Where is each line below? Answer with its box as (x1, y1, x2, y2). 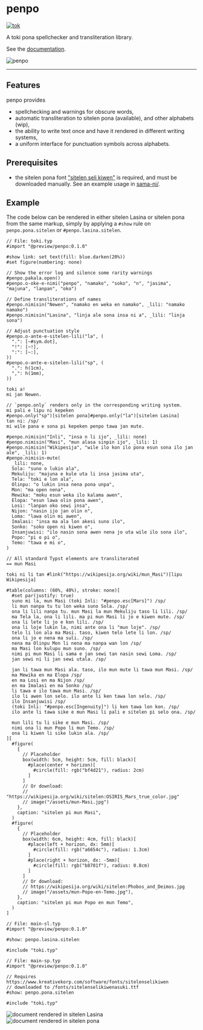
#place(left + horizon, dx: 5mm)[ (28, 841, 115, 848)
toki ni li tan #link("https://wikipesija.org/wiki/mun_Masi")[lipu (6, 572, 182, 578)
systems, (14, 134, 38, 141)
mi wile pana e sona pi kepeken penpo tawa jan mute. (6, 423, 145, 429)
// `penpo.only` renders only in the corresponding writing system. (6, 402, 182, 408)
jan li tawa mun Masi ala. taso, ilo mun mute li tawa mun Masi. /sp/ (11, 667, 193, 673)
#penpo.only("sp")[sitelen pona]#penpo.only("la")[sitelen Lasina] (6, 413, 180, 419)
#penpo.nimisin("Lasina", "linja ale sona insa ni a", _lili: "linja (6, 312, 185, 319)
